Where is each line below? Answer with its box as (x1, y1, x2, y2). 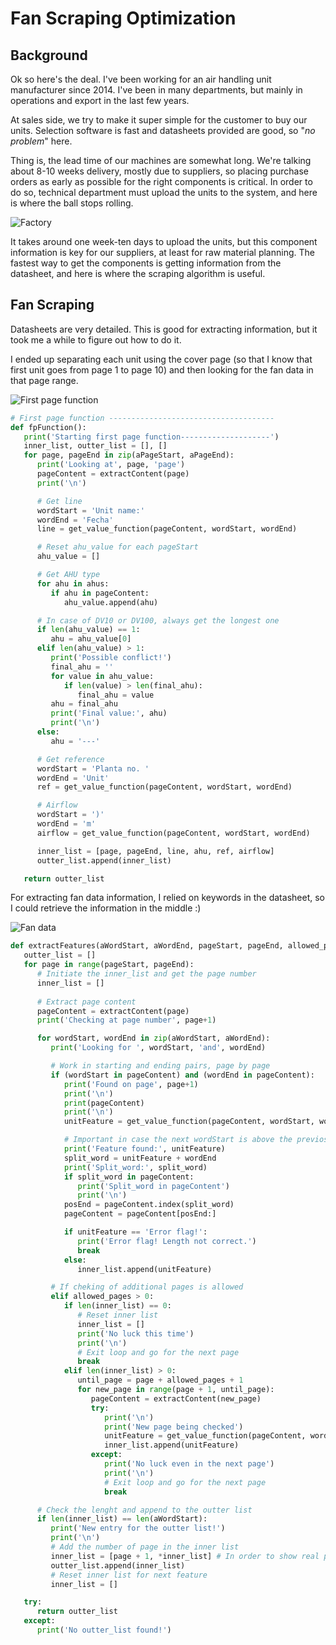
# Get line (36, 496, 83, 506)
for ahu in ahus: (36, 578, 110, 589)
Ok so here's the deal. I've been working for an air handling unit (10, 73, 272, 85)
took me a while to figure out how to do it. (10, 333, 182, 346)
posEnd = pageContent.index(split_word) (63, 1200, 235, 1210)
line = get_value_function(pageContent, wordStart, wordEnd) (36, 524, 298, 534)
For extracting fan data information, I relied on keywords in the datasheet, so (10, 892, 325, 904)
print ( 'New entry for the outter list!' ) (50, 1523, 226, 1534)
